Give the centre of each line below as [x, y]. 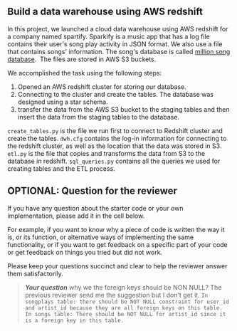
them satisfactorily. [36, 273]
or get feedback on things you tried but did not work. [85, 252]
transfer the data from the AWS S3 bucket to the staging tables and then [123, 109]
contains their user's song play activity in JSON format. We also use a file [115, 44]
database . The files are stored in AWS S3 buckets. [82, 59]
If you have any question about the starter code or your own [95, 208]
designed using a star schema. [63, 102]
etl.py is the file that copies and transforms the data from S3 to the [106, 153]
